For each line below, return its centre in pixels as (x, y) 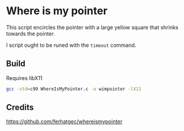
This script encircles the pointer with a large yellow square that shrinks (92, 27)
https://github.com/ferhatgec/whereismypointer (64, 122)
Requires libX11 (24, 78)
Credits (20, 108)
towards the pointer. (30, 33)
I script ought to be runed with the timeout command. (71, 45)
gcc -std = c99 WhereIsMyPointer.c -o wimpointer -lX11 (74, 89)
